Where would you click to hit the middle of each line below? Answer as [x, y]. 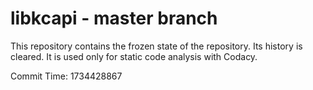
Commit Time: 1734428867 [66, 76]
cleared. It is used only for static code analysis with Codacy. [134, 56]
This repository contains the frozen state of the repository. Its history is [156, 46]
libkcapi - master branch [114, 18]
